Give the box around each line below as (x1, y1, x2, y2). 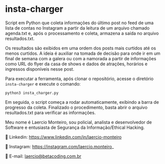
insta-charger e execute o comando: (5, 81, 81, 87)
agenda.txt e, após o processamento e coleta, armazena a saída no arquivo (5, 30, 159, 36)
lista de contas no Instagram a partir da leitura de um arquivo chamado (5, 25, 150, 31)
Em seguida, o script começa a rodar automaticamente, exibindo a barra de (5, 99, 160, 105)
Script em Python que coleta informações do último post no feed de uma (5, 20, 154, 26)
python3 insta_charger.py (5, 90, 58, 95)
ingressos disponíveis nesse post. (5, 66, 74, 72)
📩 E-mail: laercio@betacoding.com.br (5, 153, 82, 159)
